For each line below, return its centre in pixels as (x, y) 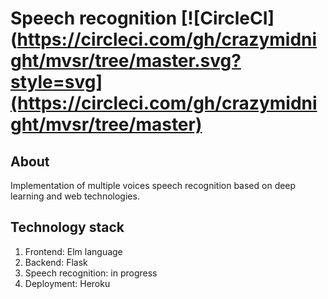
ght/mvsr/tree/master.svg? (126, 61)
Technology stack (67, 227)
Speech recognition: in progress (91, 273)
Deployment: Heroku (67, 283)
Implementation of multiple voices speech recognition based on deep (153, 185)
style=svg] (56, 82)
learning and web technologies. (75, 196)
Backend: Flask (56, 262)
